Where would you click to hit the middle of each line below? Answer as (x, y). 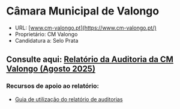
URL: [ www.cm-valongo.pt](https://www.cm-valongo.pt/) (86, 28)
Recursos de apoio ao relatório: (52, 86)
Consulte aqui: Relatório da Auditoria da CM (90, 59)
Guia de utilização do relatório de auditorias (69, 99)
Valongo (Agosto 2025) (51, 69)
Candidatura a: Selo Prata (46, 40)
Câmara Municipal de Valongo (83, 11)
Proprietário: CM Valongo (46, 34)
